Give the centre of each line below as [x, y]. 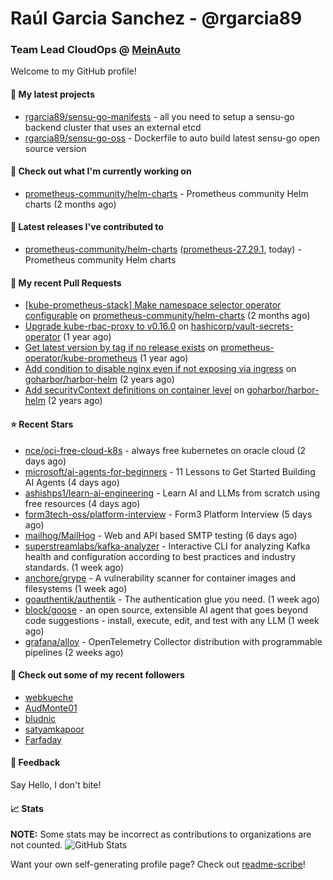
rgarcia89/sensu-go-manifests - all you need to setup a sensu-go [159, 116]
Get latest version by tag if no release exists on [121, 348]
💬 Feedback [35, 763]
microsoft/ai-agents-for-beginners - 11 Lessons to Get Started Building [170, 471]
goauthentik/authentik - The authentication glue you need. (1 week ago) [172, 599]
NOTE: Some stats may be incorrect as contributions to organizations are [161, 834]
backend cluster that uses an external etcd [113, 127]
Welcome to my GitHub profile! [73, 71]
